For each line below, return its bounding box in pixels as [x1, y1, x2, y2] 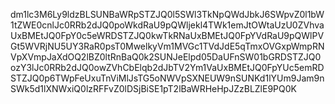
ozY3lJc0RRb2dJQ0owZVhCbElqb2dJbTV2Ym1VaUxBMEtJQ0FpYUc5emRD [10, 62, 325, 73]
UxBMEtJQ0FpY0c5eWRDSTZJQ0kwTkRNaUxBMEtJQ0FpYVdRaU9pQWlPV [10, 30, 325, 41]
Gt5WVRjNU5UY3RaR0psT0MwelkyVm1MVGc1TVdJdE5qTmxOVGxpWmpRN [10, 40, 325, 52]
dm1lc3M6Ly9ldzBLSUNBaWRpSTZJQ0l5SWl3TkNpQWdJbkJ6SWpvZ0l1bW [10, 9, 325, 20]
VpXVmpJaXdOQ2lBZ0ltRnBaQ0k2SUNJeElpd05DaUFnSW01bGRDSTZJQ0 [10, 51, 322, 63]
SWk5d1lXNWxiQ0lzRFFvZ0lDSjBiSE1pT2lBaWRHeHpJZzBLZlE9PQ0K [10, 83, 297, 94]
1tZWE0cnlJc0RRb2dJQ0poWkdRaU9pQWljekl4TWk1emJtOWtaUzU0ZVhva [10, 19, 325, 31]
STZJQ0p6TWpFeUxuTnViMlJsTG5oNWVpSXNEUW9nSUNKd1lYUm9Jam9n [10, 72, 325, 84]
